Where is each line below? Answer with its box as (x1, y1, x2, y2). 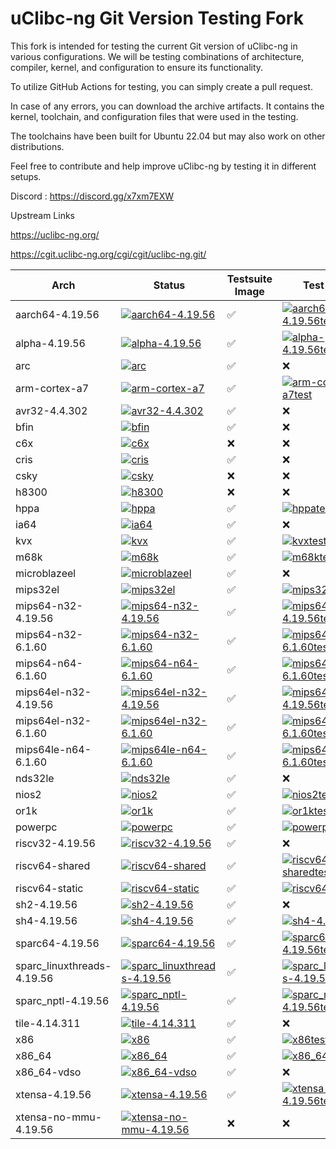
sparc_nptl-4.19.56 (15, 993, 110, 1007)
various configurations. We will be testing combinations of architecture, (10, 50, 305, 62)
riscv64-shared (15, 858, 91, 872)
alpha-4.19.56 (15, 336, 86, 350)
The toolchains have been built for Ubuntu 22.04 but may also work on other (10, 130, 326, 142)
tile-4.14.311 (15, 1016, 81, 1030)
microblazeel (15, 566, 77, 580)
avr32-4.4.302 (15, 403, 88, 417)
